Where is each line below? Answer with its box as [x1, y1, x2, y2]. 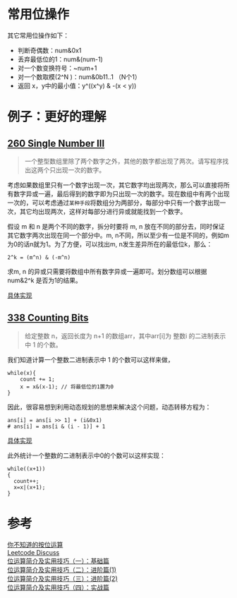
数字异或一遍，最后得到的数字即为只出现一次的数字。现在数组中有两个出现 [13, 189, 230, 198]
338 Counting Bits [7, 312, 89, 324]
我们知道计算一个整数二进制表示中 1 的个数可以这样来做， [7, 355, 174, 364]
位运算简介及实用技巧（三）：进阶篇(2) [7, 574, 118, 582]
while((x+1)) [7, 465, 46, 472]
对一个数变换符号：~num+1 [17, 64, 97, 72]
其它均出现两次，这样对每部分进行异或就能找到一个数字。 [19, 207, 187, 215]
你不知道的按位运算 [7, 540, 63, 549]
